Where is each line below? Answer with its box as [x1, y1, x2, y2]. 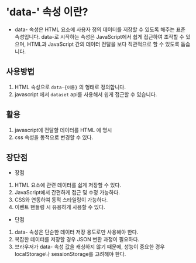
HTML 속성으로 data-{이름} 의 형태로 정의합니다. [14, 83, 126, 90]
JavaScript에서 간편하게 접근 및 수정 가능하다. [14, 189, 120, 196]
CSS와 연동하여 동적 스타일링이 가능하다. [14, 196, 108, 203]
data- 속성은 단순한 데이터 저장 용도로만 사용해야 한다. [14, 228, 139, 235]
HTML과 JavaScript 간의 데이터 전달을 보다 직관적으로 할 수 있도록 [27, 41, 180, 48]
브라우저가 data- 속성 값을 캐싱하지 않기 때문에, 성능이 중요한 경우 [14, 243, 165, 250]
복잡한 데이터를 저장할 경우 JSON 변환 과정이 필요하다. [14, 236, 140, 243]
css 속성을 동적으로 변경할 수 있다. [14, 133, 94, 141]
